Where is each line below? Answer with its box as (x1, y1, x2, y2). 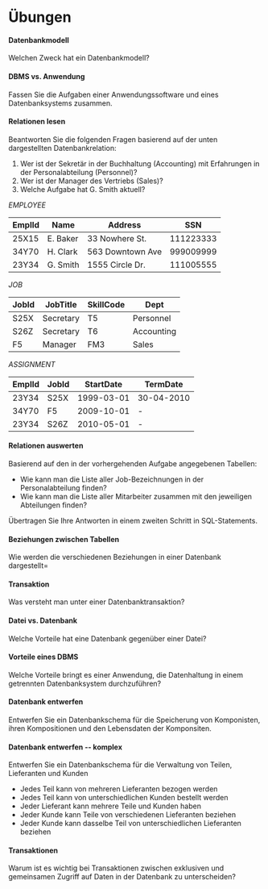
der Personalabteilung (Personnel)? (19, 167, 138, 177)
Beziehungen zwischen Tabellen (8, 534, 119, 544)
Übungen (8, 8, 72, 27)
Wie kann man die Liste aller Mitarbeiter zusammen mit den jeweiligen (19, 492, 252, 501)
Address (108, 219, 142, 230)
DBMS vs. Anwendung (8, 71, 85, 81)
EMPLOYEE (8, 200, 47, 210)
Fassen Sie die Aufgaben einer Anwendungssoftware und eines (8, 90, 219, 99)
